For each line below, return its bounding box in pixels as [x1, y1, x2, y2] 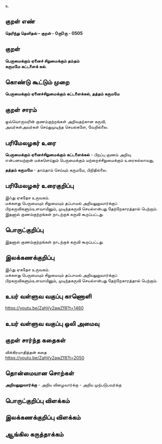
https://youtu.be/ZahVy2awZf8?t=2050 [5, 355, 84, 360]
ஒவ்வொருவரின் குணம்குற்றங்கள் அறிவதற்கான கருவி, [5, 118, 107, 124]
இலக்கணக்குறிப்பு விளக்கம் [5, 414, 81, 422]
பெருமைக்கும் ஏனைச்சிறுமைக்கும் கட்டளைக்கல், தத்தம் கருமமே [5, 91, 120, 97]
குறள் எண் [5, 17, 35, 26]
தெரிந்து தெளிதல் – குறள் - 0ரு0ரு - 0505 [5, 30, 83, 36]
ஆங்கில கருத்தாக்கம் [5, 430, 64, 438]
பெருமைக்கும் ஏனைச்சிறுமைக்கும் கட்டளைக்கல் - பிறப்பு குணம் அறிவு [5, 152, 131, 158]
